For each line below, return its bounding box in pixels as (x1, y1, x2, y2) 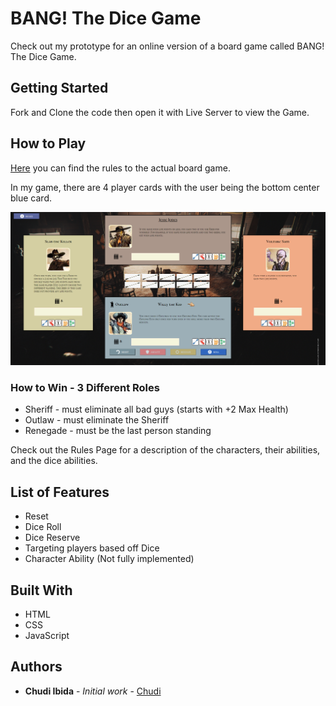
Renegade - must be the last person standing (24, 425, 212, 437)
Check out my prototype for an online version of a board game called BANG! (10, 40, 325, 52)
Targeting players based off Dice (24, 542, 160, 554)
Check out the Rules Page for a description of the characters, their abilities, (10, 444, 321, 456)
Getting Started (10, 80, 109, 97)
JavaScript (24, 630, 70, 642)
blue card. (10, 192, 52, 204)
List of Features (10, 483, 110, 501)
